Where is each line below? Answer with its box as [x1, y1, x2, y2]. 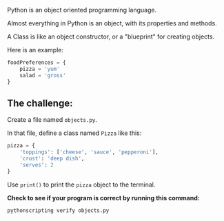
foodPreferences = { [7, 59, 67, 66]
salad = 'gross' [19, 72, 67, 78]
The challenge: [7, 97, 73, 109]
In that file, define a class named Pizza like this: [7, 129, 142, 137]
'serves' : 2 [19, 161, 54, 168]
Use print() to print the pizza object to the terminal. [7, 180, 156, 189]
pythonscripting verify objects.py [7, 207, 110, 214]
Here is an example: [7, 46, 64, 54]
